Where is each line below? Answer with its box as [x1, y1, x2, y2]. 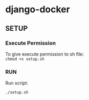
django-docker [5, 4, 70, 15]
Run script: [5, 80, 28, 86]
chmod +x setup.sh [5, 56, 44, 62]
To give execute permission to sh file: [5, 51, 84, 57]
